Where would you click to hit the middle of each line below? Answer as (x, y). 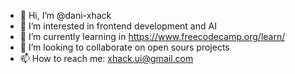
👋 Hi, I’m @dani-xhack (65, 15)
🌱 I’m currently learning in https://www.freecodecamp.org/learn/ (152, 36)
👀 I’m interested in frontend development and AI (118, 26)
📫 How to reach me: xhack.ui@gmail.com (106, 58)
